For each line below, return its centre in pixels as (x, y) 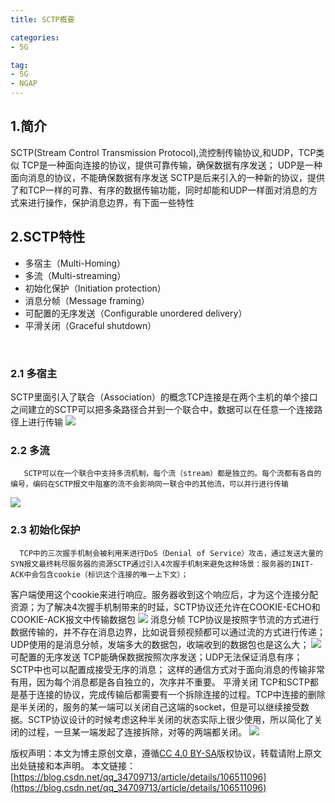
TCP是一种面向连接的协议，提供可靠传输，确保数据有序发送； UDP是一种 (172, 165)
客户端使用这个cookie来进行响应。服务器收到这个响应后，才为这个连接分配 (164, 594)
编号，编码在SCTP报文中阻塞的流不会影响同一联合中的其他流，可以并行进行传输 (149, 484)
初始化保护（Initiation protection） (95, 288)
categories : (35, 37)
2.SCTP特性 (48, 237)
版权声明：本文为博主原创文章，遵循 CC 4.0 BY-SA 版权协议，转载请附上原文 (166, 753)
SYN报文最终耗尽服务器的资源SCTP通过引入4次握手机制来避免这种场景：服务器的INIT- (162, 564)
